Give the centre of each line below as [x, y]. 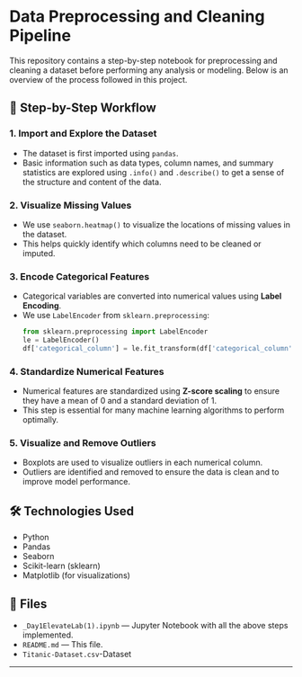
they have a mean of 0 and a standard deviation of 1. [120, 401]
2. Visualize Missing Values [71, 205]
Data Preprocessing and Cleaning [137, 17]
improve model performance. [76, 482]
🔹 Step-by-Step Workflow [83, 108]
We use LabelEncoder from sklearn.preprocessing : [115, 316]
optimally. [40, 420]
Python [36, 538]
